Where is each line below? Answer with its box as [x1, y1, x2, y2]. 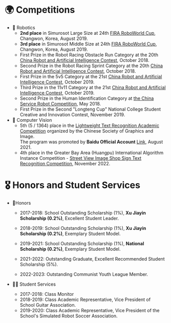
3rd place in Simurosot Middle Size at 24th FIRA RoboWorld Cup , [19, 40, 157, 47]
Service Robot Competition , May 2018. [19, 100, 101, 106]
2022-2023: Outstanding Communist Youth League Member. [19, 271, 148, 277]
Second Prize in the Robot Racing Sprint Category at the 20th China [19, 62, 163, 69]
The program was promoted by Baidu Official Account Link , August [19, 139, 163, 145]
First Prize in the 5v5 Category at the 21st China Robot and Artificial [19, 73, 162, 79]
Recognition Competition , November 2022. [19, 160, 111, 166]
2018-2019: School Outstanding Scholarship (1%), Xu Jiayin [19, 225, 146, 231]
